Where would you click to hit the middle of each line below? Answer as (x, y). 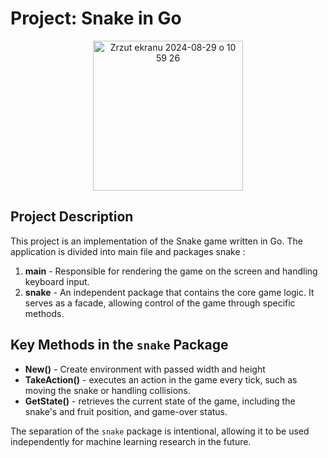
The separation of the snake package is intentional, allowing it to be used (160, 431)
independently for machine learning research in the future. (131, 441)
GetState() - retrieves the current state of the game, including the (160, 401)
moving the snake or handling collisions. (107, 390)
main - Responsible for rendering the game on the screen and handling (171, 271)
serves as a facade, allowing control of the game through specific (160, 303)
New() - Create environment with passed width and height (145, 369)
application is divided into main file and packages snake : (128, 251)
